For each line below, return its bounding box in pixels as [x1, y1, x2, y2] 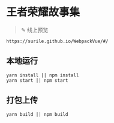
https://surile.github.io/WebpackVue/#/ [6, 38, 109, 44]
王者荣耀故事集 [6, 5, 80, 19]
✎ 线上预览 [20, 26, 49, 33]
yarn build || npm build [6, 111, 68, 117]
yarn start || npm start [6, 77, 68, 84]
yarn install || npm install [6, 72, 79, 78]
